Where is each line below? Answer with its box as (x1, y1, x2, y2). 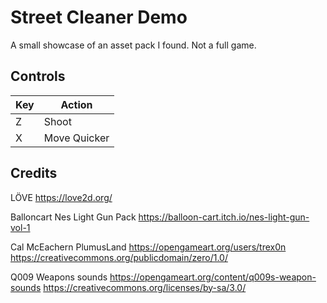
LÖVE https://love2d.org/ (10, 191, 113, 203)
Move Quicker (43, 131, 110, 145)
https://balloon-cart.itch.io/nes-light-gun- (138, 211, 310, 223)
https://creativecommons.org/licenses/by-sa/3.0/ (43, 281, 247, 293)
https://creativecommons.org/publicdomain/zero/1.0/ (10, 251, 228, 263)
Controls (10, 68, 66, 85)
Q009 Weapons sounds (10, 271, 108, 283)
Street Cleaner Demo (10, 6, 188, 29)
